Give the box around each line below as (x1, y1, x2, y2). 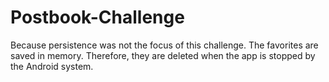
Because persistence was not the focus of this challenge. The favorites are (10, 39, 319, 51)
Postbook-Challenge (10, 6, 185, 29)
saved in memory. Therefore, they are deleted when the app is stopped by (10, 49, 316, 61)
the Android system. (10, 60, 94, 72)
